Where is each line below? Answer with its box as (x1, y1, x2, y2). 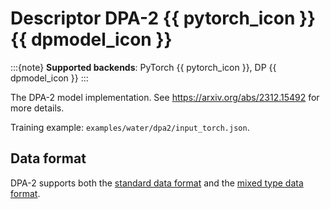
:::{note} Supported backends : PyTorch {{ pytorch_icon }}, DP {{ (10, 61, 277, 73)
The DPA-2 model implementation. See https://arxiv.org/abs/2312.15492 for (10, 91, 320, 103)
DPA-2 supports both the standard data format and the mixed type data (10, 177, 304, 189)
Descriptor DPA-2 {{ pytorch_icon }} (10, 7, 317, 30)
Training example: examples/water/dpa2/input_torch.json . (10, 121, 250, 133)
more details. (10, 102, 65, 114)
